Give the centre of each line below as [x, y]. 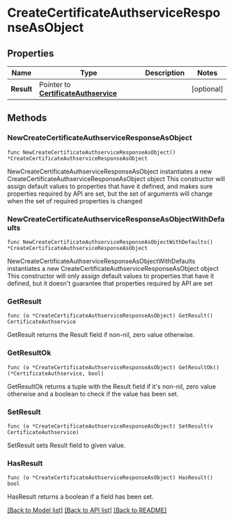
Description [165, 73]
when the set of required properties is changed [75, 201]
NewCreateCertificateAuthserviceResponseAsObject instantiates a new [110, 171]
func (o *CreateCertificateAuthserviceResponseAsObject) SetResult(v [110, 426]
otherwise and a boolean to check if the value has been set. [93, 394]
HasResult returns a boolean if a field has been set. [81, 497]
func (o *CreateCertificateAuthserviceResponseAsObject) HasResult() [110, 478]
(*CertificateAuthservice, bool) [56, 373]
